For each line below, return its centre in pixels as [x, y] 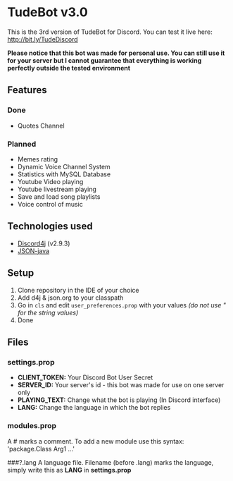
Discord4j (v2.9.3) [44, 243]
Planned [22, 144]
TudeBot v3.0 [48, 12]
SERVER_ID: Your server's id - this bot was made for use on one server [121, 385]
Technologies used [50, 226]
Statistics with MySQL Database [64, 174]
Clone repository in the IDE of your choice [78, 290]
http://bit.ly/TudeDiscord [43, 39]
